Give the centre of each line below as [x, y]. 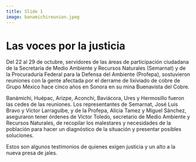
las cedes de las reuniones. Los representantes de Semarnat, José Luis [92, 104]
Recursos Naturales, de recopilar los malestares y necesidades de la [89, 123]
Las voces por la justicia [66, 46]
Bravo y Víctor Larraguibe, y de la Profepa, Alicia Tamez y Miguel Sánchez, [96, 111]
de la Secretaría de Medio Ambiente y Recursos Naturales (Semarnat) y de [96, 68]
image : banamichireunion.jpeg [43, 17]
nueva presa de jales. [32, 153]
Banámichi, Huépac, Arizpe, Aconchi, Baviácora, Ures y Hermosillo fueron [95, 98]
